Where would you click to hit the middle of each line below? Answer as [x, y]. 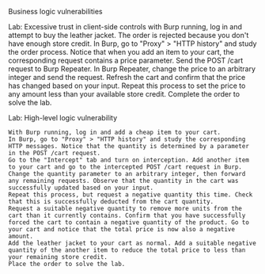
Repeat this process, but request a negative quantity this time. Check [131, 195]
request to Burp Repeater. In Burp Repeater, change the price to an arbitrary [132, 69]
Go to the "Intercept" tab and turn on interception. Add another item [129, 160]
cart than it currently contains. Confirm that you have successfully [127, 215]
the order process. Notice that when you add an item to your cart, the [121, 52]
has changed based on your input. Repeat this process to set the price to [127, 86]
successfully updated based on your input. [81, 188]
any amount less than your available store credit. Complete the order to [124, 94]
